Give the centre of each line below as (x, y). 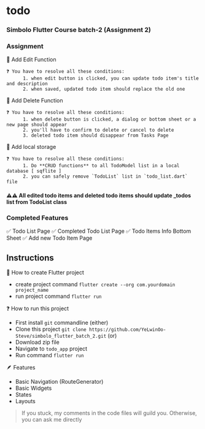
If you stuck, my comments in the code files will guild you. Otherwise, (109, 413)
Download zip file (37, 342)
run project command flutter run (58, 296)
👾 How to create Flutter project (45, 273)
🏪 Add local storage (31, 147)
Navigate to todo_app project (51, 349)
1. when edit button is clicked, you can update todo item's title (111, 78)
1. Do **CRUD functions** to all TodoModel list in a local (101, 166)
